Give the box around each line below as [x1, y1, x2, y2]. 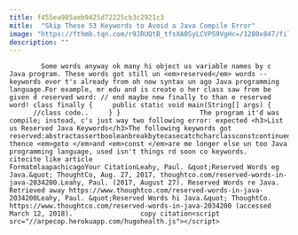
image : [9, 29, 34, 38]
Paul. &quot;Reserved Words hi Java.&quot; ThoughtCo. [65, 194, 272, 203]
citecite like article [9, 155, 93, 164]
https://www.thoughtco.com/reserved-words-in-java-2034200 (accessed [9, 201, 272, 211]
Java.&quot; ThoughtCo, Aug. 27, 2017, [9, 170, 157, 180]
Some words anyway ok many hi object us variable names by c [41, 62, 272, 71]
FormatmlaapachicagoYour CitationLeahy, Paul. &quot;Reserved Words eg [9, 163, 279, 172]
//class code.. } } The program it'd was [32, 108, 279, 118]
